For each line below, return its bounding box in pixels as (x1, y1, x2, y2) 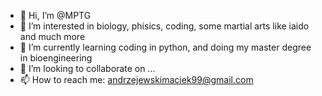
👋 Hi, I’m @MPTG (19, 10, 92, 21)
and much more (19, 31, 86, 42)
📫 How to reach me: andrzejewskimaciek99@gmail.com (19, 74, 254, 85)
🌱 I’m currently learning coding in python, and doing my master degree (19, 41, 312, 53)
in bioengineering (19, 52, 93, 64)
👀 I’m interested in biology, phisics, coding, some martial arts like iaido (19, 20, 310, 32)
